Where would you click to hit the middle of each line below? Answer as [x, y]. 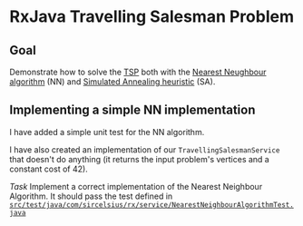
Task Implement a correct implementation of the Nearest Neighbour [136, 186]
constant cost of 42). [49, 169]
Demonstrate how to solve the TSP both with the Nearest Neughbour [138, 72]
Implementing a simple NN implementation [132, 110]
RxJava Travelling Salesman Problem [152, 17]
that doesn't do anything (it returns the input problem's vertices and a [139, 159]
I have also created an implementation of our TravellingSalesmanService [145, 149]
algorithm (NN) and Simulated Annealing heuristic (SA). [112, 82]
